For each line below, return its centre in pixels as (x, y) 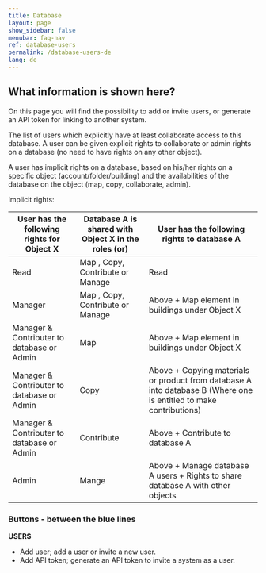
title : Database (35, 15)
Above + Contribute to (190, 433)
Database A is (110, 219)
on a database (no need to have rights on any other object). (105, 152)
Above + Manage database (199, 465)
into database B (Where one (201, 390)
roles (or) (110, 248)
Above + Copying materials (199, 370)
